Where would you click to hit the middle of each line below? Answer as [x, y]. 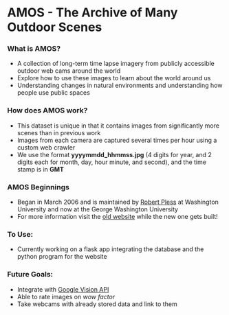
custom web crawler [46, 147]
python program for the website [62, 257]
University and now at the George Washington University [98, 209]
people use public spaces [54, 93]
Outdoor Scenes [55, 27]
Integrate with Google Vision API [63, 289]
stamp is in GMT [40, 169]
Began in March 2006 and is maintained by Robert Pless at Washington [118, 202]
